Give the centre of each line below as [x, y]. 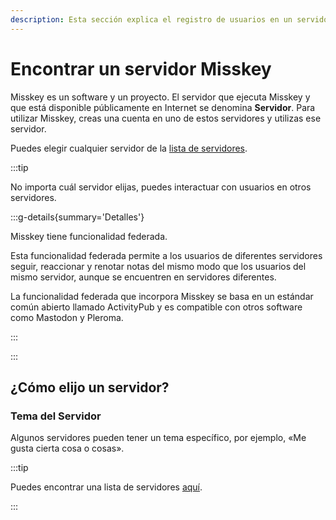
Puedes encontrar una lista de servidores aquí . [106, 487]
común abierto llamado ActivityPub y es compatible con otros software [156, 307]
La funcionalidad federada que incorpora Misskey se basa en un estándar [162, 296]
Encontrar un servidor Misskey [141, 68]
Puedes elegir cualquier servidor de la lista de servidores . [129, 148]
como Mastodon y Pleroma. [67, 317]
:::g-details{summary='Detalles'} [77, 217]
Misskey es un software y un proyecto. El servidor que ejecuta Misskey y [160, 97]
